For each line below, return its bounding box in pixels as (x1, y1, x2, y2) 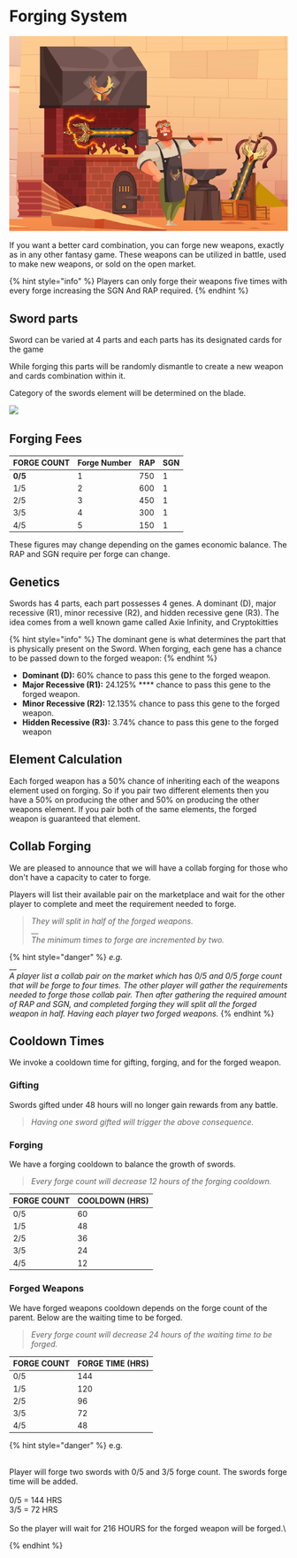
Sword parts (9, 311, 79, 326)
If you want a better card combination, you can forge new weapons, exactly (9, 240, 285, 251)
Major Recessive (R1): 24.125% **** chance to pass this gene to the (21, 679, 271, 690)
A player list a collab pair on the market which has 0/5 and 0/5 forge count (9, 970, 283, 981)
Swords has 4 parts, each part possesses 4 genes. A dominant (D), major (9, 598, 277, 608)
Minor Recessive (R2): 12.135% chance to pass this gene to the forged (21, 698, 280, 709)
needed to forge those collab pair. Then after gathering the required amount (9, 989, 287, 1000)
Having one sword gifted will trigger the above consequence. (30, 1116, 255, 1127)
